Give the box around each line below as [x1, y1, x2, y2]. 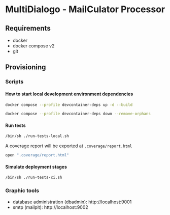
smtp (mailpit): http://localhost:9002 [12, 204, 89, 210]
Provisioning [5, 63, 46, 72]
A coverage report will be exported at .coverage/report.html [5, 143, 132, 149]
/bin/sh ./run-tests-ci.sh [5, 175, 62, 180]
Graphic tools [5, 187, 40, 194]
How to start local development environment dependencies [5, 91, 133, 97]
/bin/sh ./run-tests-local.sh [5, 133, 70, 139]
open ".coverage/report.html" [5, 153, 70, 158]
